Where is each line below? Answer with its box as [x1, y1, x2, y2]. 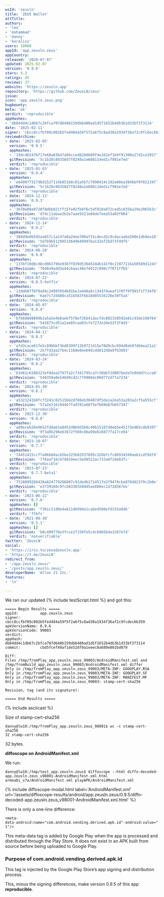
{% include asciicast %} [5, 705, 54, 711]
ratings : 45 [5, 75, 29, 80]
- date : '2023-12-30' [5, 411, 49, 416]
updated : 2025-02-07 [5, 62, 47, 66]
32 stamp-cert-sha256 [5, 732, 49, 737]
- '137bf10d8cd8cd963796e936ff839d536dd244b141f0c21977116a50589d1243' [9, 261, 159, 266]
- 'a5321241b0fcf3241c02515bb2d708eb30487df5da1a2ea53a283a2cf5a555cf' [9, 398, 159, 403]
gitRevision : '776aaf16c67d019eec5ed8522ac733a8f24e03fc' [9, 457, 130, 462]
